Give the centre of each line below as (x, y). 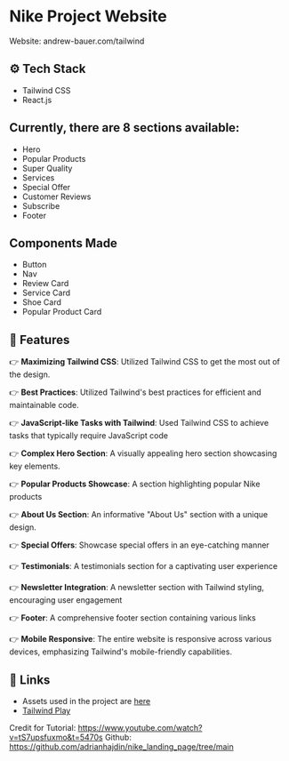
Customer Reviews (56, 196)
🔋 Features (40, 340)
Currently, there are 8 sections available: (124, 128)
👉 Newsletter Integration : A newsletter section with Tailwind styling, (137, 588)
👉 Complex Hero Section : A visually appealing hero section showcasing (143, 453)
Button (34, 265)
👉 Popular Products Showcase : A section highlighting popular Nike (135, 484)
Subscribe (41, 205)
